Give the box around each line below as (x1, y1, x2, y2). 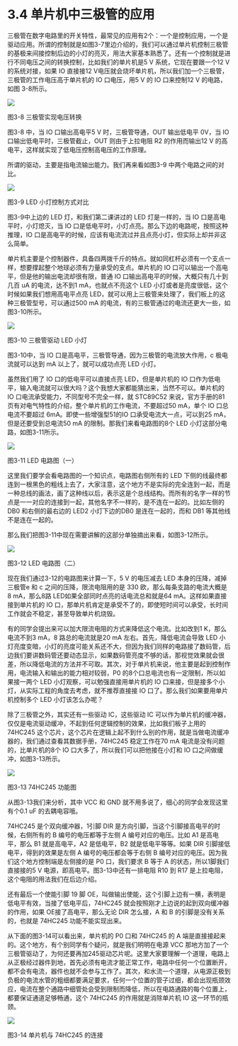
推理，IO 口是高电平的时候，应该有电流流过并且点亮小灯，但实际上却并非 (7, 230, 221, 239)
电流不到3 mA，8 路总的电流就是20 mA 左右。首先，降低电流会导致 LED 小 (7, 633, 226, 642)
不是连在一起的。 (7, 515, 57, 524)
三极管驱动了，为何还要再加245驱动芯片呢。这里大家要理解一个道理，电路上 (7, 949, 230, 957)
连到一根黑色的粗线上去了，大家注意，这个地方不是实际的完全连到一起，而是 (7, 479, 231, 489)
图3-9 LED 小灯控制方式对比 (7, 198, 90, 206)
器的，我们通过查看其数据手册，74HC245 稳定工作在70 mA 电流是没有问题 (7, 737, 225, 745)
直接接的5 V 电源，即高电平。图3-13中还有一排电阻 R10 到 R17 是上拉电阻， (7, 865, 227, 875)
